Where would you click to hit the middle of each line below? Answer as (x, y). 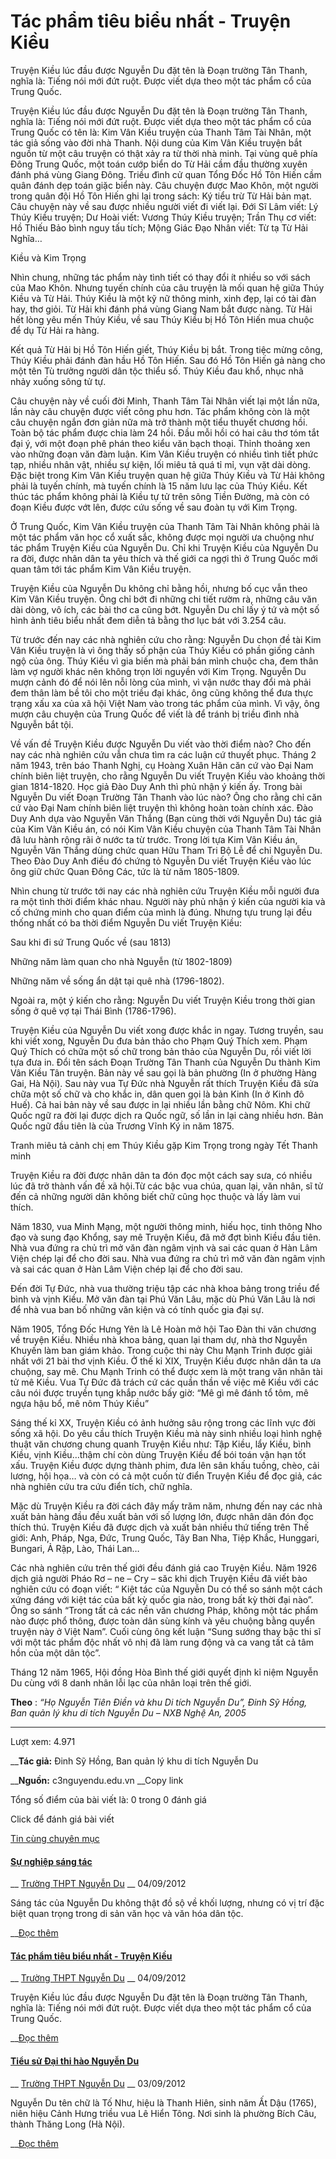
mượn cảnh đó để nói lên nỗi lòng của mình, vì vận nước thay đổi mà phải (161, 682)
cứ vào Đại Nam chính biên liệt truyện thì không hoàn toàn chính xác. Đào (162, 807)
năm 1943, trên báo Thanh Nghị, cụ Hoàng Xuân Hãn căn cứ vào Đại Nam (162, 765)
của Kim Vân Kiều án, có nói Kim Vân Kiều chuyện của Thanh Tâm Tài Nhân (166, 829)
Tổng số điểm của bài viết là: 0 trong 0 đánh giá (108, 1799)
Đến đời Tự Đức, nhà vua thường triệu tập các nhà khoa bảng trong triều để (165, 1288)
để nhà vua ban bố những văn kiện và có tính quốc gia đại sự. (137, 1309)
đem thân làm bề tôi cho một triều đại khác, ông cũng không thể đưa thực (162, 692)
